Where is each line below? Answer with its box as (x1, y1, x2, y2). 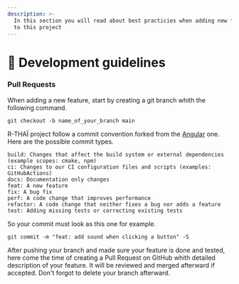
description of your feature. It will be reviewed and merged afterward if (7, 261, 216, 269)
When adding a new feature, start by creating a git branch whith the (7, 95, 206, 104)
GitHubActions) (7, 169, 53, 177)
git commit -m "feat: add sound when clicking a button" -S (7, 233, 190, 241)
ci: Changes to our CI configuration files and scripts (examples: (7, 163, 212, 171)
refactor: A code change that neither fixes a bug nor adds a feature (7, 201, 221, 208)
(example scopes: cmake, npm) (7, 157, 97, 164)
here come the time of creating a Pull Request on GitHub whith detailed (7, 253, 216, 262)
